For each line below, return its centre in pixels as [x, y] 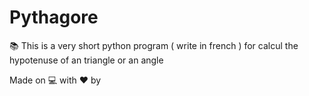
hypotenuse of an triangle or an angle [86, 60]
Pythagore [54, 17]
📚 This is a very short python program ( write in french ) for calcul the [154, 45]
